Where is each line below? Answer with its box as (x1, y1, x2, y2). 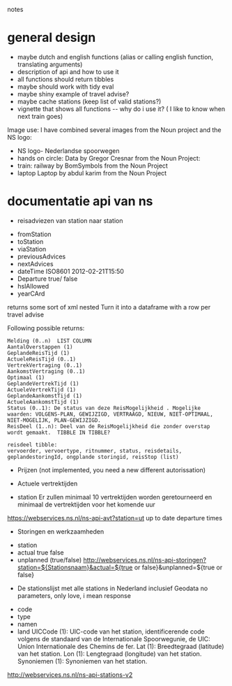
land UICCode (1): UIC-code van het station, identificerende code (17, 627, 206, 636)
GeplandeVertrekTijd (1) (7, 380, 79, 387)
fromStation (17, 230, 52, 238)
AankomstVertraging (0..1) (7, 367, 86, 375)
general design (7, 30, 96, 45)
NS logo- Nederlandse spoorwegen (17, 146, 120, 155)
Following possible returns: (7, 323, 85, 332)
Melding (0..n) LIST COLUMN (7, 337, 92, 344)
